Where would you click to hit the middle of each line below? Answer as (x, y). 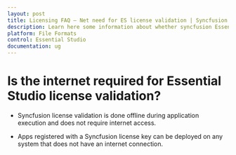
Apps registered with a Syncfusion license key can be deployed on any (120, 136)
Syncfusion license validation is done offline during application (108, 115)
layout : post (26, 14)
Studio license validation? (84, 96)
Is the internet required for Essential (114, 81)
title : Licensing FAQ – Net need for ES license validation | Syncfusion (118, 20)
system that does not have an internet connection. (90, 144)
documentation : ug (34, 46)
